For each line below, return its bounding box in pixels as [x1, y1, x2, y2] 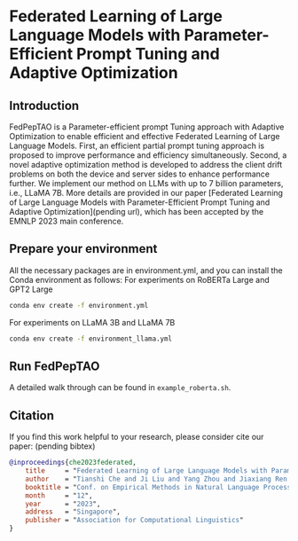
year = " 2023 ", [25, 499, 101, 508]
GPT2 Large [9, 284, 53, 294]
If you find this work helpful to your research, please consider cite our [9, 432, 264, 443]
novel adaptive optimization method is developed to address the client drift [9, 160, 282, 169]
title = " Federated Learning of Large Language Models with [25, 467, 268, 475]
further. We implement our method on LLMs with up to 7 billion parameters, [9, 178, 284, 188]
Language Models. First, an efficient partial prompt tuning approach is [9, 140, 264, 151]
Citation [9, 408, 55, 423]
